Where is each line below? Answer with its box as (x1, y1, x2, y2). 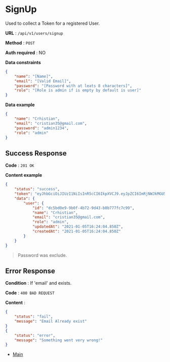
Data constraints (5, 59, 41, 65)
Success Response (5, 149, 67, 158)
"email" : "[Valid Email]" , (14, 78, 71, 84)
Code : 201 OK (5, 163, 34, 169)
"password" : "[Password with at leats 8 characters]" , (14, 83, 133, 88)
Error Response (5, 267, 56, 275)
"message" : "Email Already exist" (14, 319, 87, 324)
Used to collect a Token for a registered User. (5, 20, 100, 26)
